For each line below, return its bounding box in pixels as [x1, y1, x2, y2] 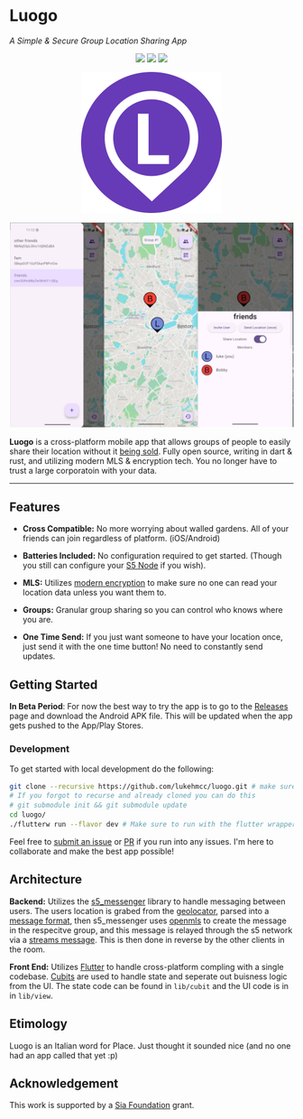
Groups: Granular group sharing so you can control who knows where [22, 605, 283, 615]
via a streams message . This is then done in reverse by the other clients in [9, 934, 286, 945]
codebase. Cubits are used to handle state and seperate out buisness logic [9, 971, 288, 982]
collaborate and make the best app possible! [9, 846, 174, 856]
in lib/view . [9, 990, 53, 1001]
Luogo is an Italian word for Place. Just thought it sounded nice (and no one [9, 1040, 291, 1051]
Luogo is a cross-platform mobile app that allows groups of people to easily [9, 436, 291, 447]
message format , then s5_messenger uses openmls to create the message [9, 915, 287, 926]
